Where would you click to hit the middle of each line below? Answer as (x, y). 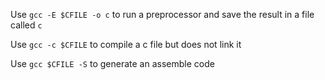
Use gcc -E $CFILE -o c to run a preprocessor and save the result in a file (162, 14)
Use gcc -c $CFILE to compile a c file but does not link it (126, 44)
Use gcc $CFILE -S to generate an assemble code (112, 63)
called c (26, 25)
